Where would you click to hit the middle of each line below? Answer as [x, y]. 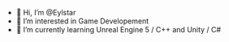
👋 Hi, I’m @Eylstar [46, 13]
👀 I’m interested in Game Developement [82, 21]
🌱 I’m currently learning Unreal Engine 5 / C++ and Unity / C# [119, 29]
